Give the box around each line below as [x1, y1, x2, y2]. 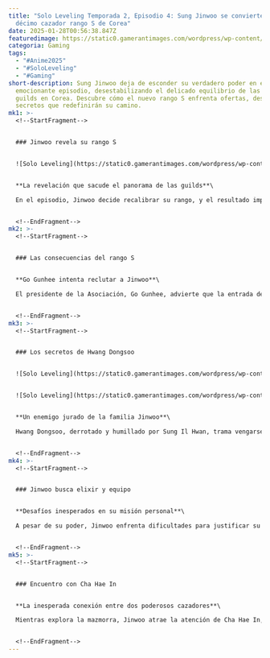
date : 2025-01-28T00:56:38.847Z [8, 27, 117, 35]
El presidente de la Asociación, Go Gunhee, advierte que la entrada [15, 290, 253, 298]
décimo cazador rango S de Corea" [15, 19, 131, 27]
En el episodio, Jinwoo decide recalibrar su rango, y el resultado [15, 196, 250, 204]
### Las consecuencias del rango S [15, 255, 135, 263]
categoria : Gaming [8, 42, 70, 50]
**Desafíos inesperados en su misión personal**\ [15, 507, 185, 515]
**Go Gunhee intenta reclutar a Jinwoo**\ [15, 275, 160, 283]
